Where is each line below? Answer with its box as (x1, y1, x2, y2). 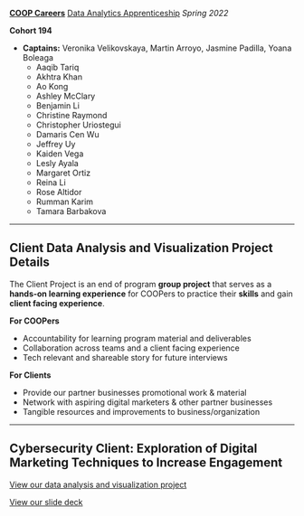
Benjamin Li (35, 100, 80, 111)
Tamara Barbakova (35, 206, 107, 216)
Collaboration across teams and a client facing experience (22, 342, 240, 353)
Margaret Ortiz (35, 167, 91, 178)
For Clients (9, 370, 52, 380)
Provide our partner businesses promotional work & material (22, 387, 247, 398)
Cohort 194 (9, 25, 52, 35)
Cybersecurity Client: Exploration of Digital (9, 441, 258, 456)
